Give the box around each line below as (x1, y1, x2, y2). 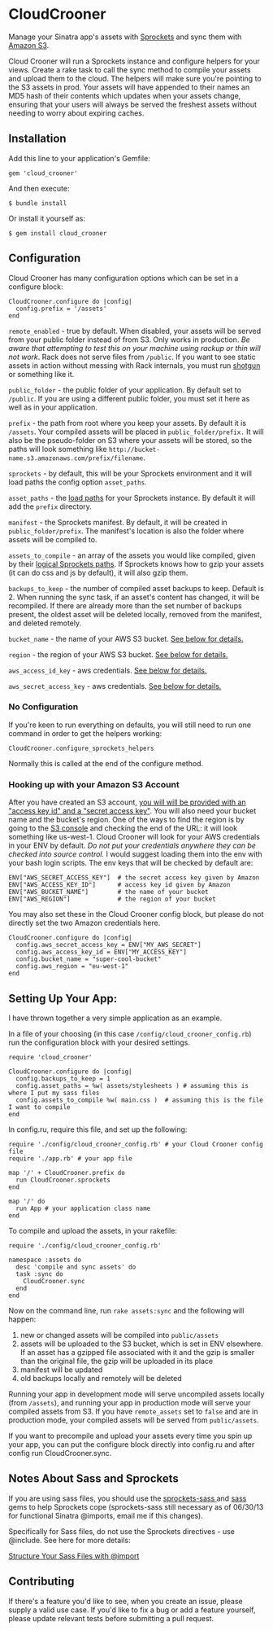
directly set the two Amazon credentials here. (8, 918, 161, 928)
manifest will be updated (19, 1365, 103, 1375)
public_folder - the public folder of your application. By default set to (8, 384, 242, 395)
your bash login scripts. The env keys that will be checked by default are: (8, 858, 253, 868)
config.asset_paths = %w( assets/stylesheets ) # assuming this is (15, 1081, 249, 1090)
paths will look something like (8, 444, 107, 454)
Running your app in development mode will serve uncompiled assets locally (8, 1389, 265, 1399)
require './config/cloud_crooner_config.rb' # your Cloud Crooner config (8, 1140, 264, 1148)
